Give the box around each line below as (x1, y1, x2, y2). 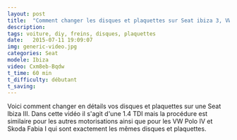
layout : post (7, 10, 46, 18)
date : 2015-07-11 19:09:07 (7, 37, 93, 44)
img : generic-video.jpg (7, 43, 78, 50)
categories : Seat (7, 50, 59, 57)
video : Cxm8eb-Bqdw (7, 63, 65, 70)
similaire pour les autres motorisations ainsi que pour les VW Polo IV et (7, 117, 213, 126)
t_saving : (7, 83, 37, 90)
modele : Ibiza (7, 57, 49, 64)
